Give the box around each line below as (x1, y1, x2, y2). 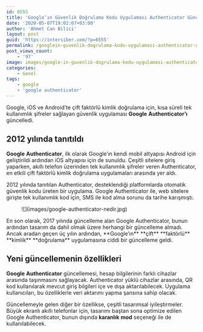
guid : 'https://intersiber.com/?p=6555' (6, 37, 110, 43)
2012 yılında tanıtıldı (6, 134, 84, 145)
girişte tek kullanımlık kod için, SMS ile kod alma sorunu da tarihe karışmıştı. (6, 193, 195, 201)
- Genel (17, 70, 36, 77)
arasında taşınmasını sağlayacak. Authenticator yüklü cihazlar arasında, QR (6, 276, 193, 283)
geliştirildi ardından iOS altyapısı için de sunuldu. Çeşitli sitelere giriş (6, 156, 176, 163)
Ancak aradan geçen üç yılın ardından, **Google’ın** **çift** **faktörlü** (6, 230, 190, 237)
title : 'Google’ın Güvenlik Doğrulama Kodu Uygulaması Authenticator (6, 14, 185, 20)
